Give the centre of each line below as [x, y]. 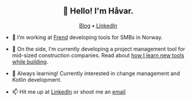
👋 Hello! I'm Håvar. [98, 11]
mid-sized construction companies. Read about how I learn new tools [98, 55]
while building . [30, 61]
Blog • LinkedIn [98, 25]
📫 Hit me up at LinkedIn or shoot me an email [69, 91]
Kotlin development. [37, 79]
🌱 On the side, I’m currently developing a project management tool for [99, 49]
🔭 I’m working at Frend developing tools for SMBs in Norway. [87, 37]
